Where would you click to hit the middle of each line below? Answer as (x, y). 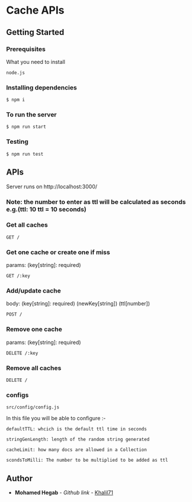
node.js (16, 73)
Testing (17, 141)
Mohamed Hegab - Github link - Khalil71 (64, 493)
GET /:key (18, 276)
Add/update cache (33, 291)
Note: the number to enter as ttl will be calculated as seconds (96, 202)
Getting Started (35, 32)
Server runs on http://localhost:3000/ (52, 186)
